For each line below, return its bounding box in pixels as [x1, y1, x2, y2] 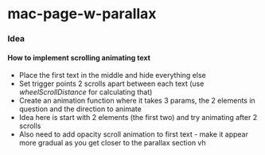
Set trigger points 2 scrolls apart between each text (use [18, 79, 205, 88]
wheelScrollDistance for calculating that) [18, 87, 153, 97]
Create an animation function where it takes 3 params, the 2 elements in [18, 96, 255, 106]
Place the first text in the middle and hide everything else [18, 71, 206, 80]
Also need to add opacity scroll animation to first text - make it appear [18, 130, 248, 139]
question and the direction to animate [18, 104, 142, 114]
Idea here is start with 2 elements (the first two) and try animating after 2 [18, 113, 258, 122]
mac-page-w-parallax [7, 5, 157, 23]
